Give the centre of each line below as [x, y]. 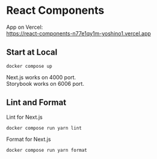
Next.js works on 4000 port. [41, 77]
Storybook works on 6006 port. [45, 83]
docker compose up [29, 66]
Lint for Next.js [25, 117]
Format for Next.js [29, 139]
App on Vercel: [25, 27]
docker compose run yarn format [47, 150]
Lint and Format [36, 103]
